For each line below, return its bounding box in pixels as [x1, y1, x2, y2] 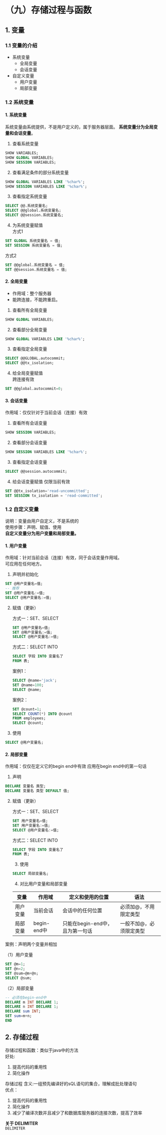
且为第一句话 [62, 928, 92, 935]
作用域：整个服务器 [12, 290, 52, 296]
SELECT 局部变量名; [12, 871, 49, 876]
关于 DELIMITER [5, 1120, 38, 1126]
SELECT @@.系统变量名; [5, 203, 48, 208]
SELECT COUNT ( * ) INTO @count [12, 711, 73, 716]
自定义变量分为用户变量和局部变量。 [5, 530, 79, 536]
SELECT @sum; [5, 975, 32, 980]
